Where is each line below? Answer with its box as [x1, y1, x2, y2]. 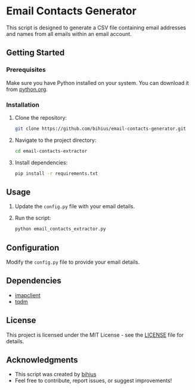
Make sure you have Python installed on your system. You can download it [6, 79, 189, 86]
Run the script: [14, 214, 51, 222]
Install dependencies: [14, 159, 68, 166]
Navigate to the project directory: [14, 136, 97, 144]
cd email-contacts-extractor [14, 148, 88, 154]
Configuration [6, 242, 60, 252]
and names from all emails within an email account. [6, 30, 132, 37]
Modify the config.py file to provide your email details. [6, 258, 140, 266]
